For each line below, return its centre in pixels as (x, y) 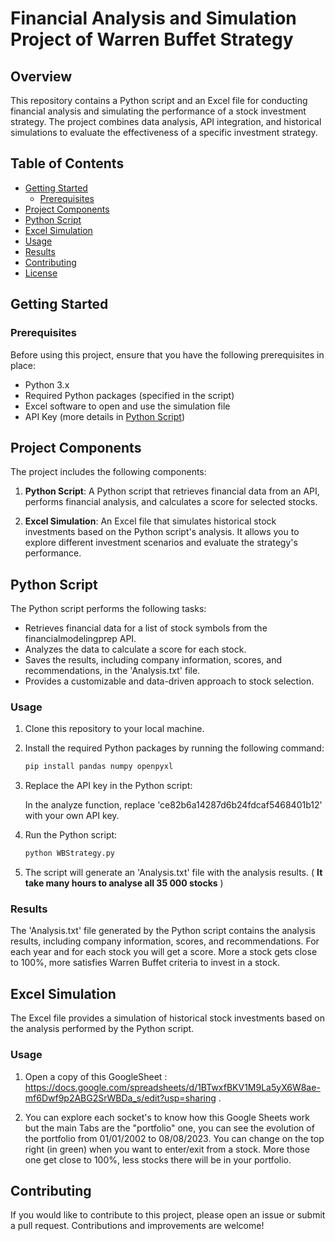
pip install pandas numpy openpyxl (99, 767)
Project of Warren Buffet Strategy (152, 39)
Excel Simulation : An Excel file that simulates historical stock (150, 521)
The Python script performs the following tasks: (108, 609)
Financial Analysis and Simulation (153, 18)
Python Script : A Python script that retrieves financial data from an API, (172, 491)
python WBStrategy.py (69, 853)
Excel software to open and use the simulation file (127, 406)
